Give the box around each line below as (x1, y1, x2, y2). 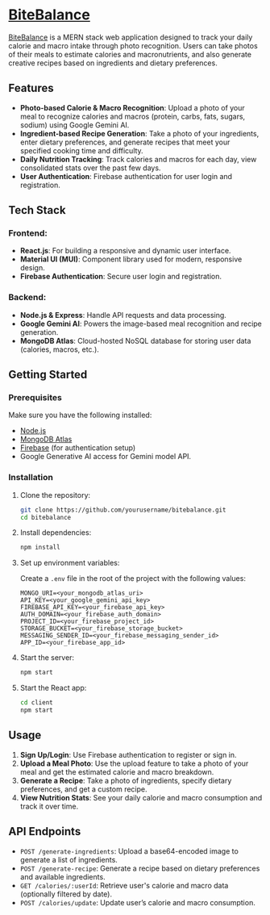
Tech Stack (8, 203, 66, 217)
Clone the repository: (19, 490, 91, 499)
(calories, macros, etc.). (19, 345, 99, 354)
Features (8, 81, 54, 95)
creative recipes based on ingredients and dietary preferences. (8, 58, 218, 68)
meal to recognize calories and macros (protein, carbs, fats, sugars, (19, 111, 246, 121)
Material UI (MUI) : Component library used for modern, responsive (19, 254, 243, 264)
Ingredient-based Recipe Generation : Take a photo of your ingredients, (19, 128, 260, 138)
